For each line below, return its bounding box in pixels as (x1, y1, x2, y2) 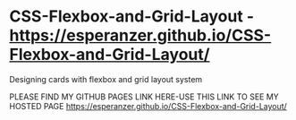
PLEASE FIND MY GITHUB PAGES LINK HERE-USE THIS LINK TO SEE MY (9, 91, 279, 102)
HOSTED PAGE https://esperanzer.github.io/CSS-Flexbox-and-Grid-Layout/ (9, 100, 288, 111)
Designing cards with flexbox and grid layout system (9, 73, 203, 84)
